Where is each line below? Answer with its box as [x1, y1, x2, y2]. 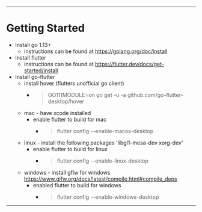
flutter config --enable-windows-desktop [57, 193, 159, 201]
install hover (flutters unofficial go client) [23, 79, 124, 87]
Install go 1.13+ [14, 41, 52, 48]
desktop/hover [47, 98, 84, 105]
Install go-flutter [14, 73, 55, 80]
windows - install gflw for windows [23, 169, 111, 176]
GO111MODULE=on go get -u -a [47, 91, 126, 98]
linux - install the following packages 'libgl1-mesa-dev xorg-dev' [23, 139, 183, 146]
